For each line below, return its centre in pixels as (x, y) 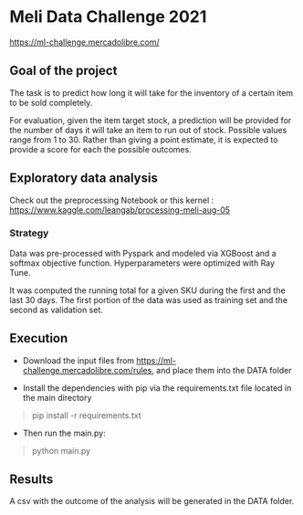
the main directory (57, 397)
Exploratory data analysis (84, 179)
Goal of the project (63, 71)
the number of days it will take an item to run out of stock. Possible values (148, 130)
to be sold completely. (51, 102)
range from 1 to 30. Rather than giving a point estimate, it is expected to (144, 140)
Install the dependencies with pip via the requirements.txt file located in (157, 388)
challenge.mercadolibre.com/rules (87, 370)
